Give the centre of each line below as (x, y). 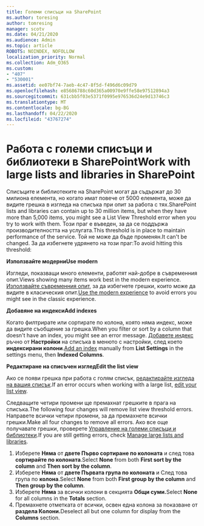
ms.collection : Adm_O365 (38, 62)
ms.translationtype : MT (36, 102)
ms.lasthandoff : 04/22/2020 (42, 113)
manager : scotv (25, 29)
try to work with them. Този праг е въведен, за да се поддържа (87, 224)
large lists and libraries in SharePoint (101, 175)
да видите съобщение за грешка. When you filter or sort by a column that (99, 329)
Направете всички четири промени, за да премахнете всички (87, 416)
